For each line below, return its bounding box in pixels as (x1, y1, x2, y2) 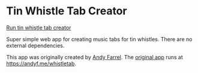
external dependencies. (6, 42, 65, 49)
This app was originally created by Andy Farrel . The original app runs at (6, 53, 183, 60)
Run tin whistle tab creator (6, 24, 71, 31)
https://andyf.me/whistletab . (6, 60, 77, 67)
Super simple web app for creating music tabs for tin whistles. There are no (6, 35, 193, 42)
